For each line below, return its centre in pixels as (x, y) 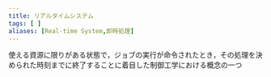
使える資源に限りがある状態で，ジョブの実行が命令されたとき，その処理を (132, 55)
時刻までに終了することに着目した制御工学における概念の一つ (139, 65)
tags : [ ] (25, 24)
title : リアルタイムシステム (51, 16)
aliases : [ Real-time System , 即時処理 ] (72, 31)
